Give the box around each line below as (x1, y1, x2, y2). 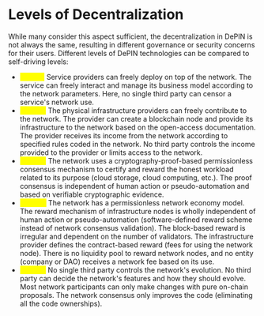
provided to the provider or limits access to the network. (19, 148, 203, 157)
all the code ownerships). (19, 299, 103, 308)
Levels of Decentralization (8, 6, 184, 24)
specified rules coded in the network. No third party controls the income (19, 139, 255, 149)
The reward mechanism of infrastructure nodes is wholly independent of (19, 206, 256, 216)
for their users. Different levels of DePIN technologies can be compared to (8, 48, 250, 58)
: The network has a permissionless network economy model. (43, 197, 245, 207)
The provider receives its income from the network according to (19, 130, 228, 140)
